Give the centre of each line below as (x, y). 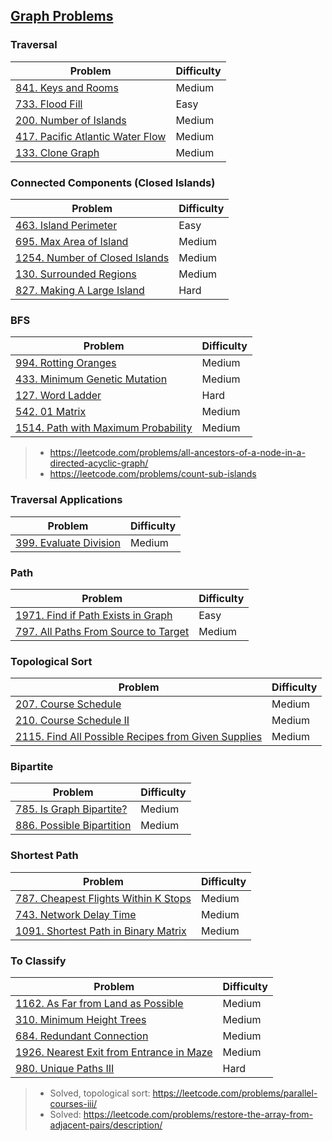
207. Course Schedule (68, 704)
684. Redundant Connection (82, 1036)
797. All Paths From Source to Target (102, 631)
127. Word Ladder (58, 396)
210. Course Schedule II (72, 721)
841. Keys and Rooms (67, 87)
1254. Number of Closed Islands (92, 257)
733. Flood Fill (49, 104)
